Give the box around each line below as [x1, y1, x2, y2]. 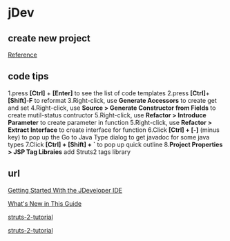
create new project [8, 32, 90, 44]
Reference [8, 50, 37, 59]
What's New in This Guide [8, 199, 82, 208]
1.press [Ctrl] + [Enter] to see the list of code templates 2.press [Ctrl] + [8, 88, 210, 97]
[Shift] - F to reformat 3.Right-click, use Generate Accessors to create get [8, 96, 217, 104]
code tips [8, 70, 49, 82]
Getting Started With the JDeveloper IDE [8, 186, 123, 194]
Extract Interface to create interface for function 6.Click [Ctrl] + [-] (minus [8, 126, 220, 134]
